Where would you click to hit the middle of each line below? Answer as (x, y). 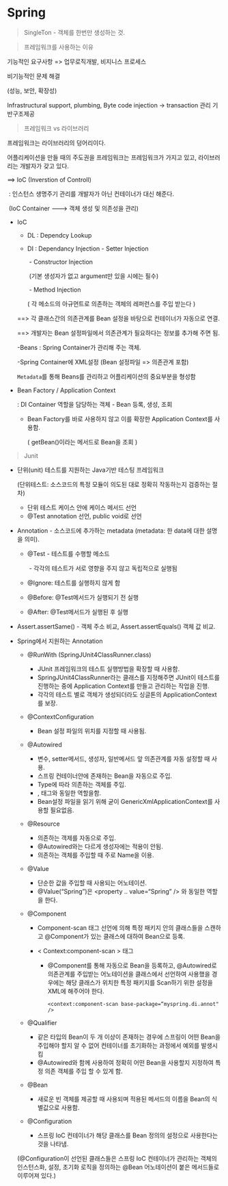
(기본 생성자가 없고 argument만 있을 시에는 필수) (94, 276)
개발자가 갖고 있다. (44, 166)
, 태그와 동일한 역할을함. (69, 793)
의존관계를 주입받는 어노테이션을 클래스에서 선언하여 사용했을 (129, 974)
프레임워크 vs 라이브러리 (56, 128)
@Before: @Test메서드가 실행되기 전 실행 (83, 597)
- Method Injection (55, 290)
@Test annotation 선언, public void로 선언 (84, 516)
